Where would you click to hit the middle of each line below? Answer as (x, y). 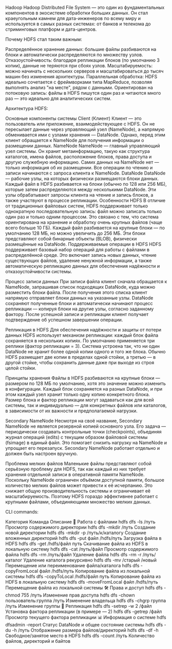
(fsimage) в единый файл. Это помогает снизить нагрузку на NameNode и (86, 443)
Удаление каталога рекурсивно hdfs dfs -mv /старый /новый (90, 560)
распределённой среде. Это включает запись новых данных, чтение (81, 255)
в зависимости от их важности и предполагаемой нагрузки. (71, 411)
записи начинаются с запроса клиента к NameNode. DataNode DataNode (85, 173)
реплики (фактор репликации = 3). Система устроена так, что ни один (83, 346)
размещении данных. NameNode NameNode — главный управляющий (83, 146)
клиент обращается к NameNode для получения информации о (75, 140)
